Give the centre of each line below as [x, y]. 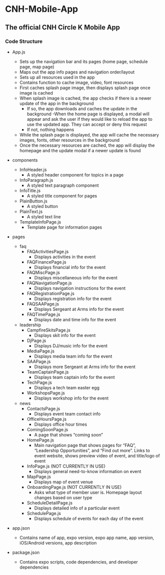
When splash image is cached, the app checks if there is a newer [85, 98]
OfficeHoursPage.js [47, 419]
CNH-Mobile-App [42, 9]
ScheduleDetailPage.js [50, 503]
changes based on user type [63, 497]
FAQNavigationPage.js [49, 283]
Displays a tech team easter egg [67, 387]
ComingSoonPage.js [47, 429]
